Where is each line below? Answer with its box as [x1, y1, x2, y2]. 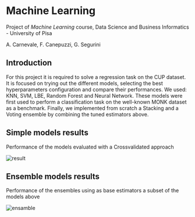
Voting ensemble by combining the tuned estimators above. [6, 111, 149, 118]
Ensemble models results [6, 171, 100, 181]
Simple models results [6, 128, 88, 138]
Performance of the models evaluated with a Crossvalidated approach [6, 143, 175, 150]
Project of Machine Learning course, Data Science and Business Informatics [6, 23, 189, 30]
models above [6, 193, 40, 200]
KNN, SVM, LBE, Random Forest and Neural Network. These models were [6, 92, 183, 99]
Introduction [6, 58, 52, 68]
